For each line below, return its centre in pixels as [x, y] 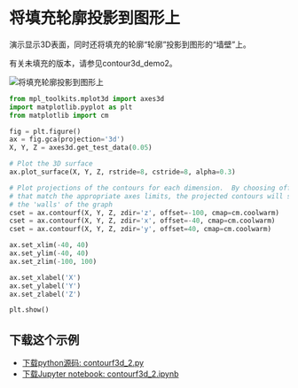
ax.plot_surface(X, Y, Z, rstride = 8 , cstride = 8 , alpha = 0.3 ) [123, 172]
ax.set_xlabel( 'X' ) [45, 277]
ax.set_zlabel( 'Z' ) [45, 294]
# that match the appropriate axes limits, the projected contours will [146, 196]
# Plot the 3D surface [51, 164]
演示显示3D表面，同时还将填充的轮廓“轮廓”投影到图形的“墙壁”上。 [130, 44]
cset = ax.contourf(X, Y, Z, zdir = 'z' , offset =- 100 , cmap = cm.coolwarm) [144, 213]
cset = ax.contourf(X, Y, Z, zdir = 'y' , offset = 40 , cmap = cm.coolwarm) [141, 229]
